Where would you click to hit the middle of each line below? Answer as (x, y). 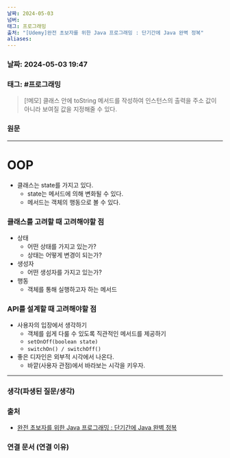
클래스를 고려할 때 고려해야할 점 (56, 222)
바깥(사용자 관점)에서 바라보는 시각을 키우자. (86, 365)
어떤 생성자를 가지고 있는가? (65, 272)
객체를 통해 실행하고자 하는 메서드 (72, 289)
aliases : (20, 39)
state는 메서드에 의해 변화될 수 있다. (75, 194)
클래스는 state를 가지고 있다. (55, 185)
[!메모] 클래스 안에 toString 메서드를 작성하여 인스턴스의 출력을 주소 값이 (120, 101)
